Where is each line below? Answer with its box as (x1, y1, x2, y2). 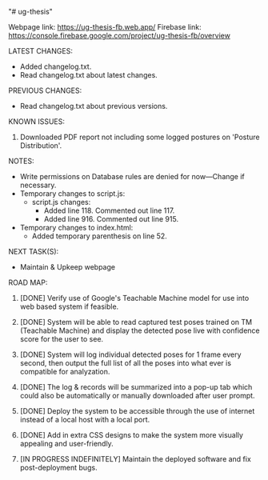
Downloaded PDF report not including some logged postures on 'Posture (19, 132, 260, 142)
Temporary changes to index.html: (19, 223, 134, 232)
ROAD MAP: (8, 278, 48, 287)
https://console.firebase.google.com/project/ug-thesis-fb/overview (8, 31, 230, 40)
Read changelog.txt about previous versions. (19, 102, 168, 110)
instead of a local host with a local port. (19, 415, 150, 424)
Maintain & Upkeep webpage (19, 262, 116, 271)
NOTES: (8, 156, 34, 166)
